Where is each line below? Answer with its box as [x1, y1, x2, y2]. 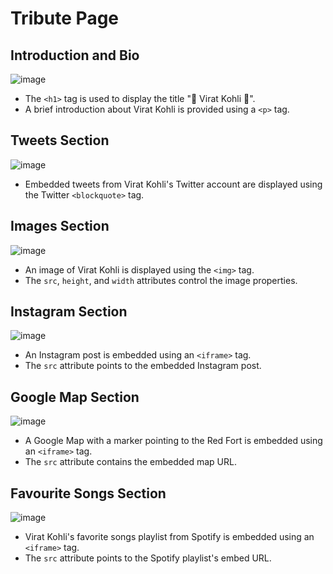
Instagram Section [10, 303, 128, 321]
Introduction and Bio [10, 47, 140, 64]
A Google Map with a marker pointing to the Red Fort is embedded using [24, 435, 323, 447]
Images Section [10, 218, 110, 235]
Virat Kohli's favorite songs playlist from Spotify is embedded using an [24, 531, 315, 543]
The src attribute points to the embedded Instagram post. [24, 360, 262, 372]
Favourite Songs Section [10, 485, 167, 502]
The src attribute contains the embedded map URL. [24, 456, 237, 468]
